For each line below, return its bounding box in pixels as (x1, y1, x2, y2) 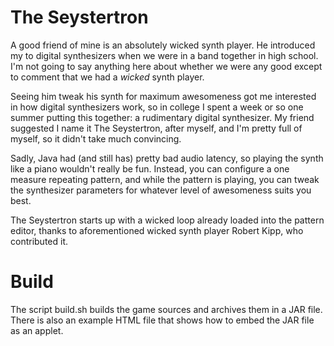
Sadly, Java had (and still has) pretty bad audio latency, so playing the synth (10, 152, 324, 164)
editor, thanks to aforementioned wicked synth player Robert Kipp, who (10, 224, 304, 236)
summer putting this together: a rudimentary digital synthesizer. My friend (10, 111, 315, 123)
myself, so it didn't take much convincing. (10, 132, 182, 145)
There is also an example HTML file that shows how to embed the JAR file (10, 314, 315, 326)
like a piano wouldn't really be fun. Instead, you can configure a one (10, 162, 290, 175)
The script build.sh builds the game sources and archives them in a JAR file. (10, 303, 323, 315)
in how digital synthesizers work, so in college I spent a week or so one (10, 101, 304, 113)
